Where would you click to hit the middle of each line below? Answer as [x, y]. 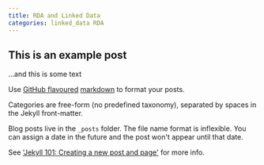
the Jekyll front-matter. [45, 113]
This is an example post [68, 55]
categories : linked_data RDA [56, 23]
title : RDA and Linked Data [55, 15]
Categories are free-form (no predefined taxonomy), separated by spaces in [132, 105]
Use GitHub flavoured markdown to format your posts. [96, 90]
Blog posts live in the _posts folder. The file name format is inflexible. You [127, 129]
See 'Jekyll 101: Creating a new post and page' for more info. [107, 152]
